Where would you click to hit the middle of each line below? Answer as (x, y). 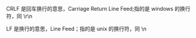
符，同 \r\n (19, 16)
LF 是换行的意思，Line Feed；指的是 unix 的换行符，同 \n (76, 29)
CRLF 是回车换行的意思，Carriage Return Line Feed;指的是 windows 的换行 (98, 9)
